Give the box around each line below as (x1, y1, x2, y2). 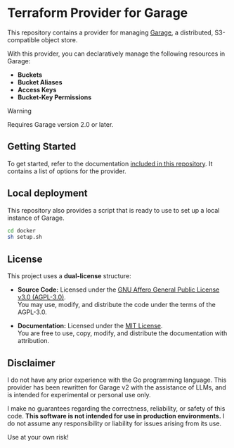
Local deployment (7, 187, 88, 199)
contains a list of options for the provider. (7, 167, 126, 175)
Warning (7, 106, 32, 115)
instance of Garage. (7, 213, 65, 222)
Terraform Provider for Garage (7, 5, 188, 21)
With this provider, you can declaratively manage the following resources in (7, 49, 226, 58)
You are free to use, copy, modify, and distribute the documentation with (17, 329, 228, 337)
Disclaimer (7, 357, 56, 369)
